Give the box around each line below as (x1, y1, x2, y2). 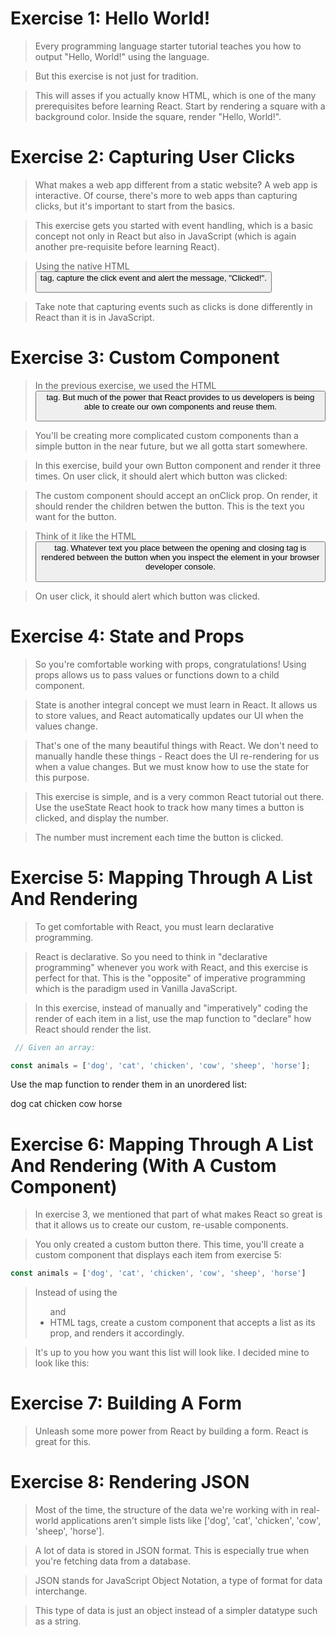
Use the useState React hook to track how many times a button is (34, 801, 305, 813)
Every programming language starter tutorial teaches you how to (34, 40, 302, 52)
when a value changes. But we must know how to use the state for (34, 760, 310, 772)
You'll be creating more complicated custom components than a (34, 430, 299, 442)
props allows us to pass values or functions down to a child (34, 668, 280, 681)
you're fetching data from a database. (34, 1555, 191, 1567)
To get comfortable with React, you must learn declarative (34, 920, 275, 932)
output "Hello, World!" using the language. (34, 50, 210, 62)
